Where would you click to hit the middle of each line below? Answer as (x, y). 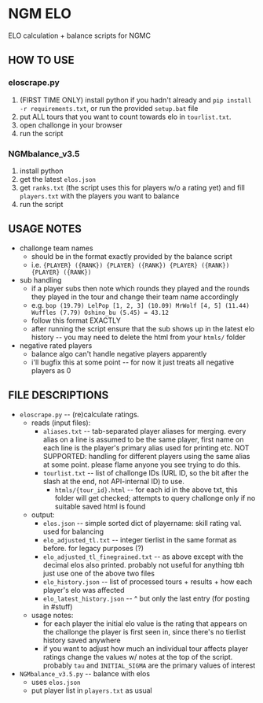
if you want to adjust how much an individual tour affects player (146, 648)
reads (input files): (61, 423)
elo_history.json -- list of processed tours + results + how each (148, 581)
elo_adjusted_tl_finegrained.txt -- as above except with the (143, 557)
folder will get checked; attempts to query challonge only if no (155, 498)
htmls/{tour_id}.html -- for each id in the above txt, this (146, 490)
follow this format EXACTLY (76, 320)
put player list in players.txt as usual (91, 690)
